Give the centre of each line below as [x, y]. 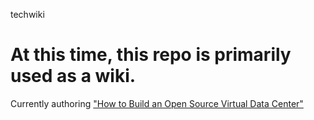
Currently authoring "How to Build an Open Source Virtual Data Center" [157, 103]
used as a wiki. [73, 76]
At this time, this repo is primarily [151, 55]
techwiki [27, 14]
